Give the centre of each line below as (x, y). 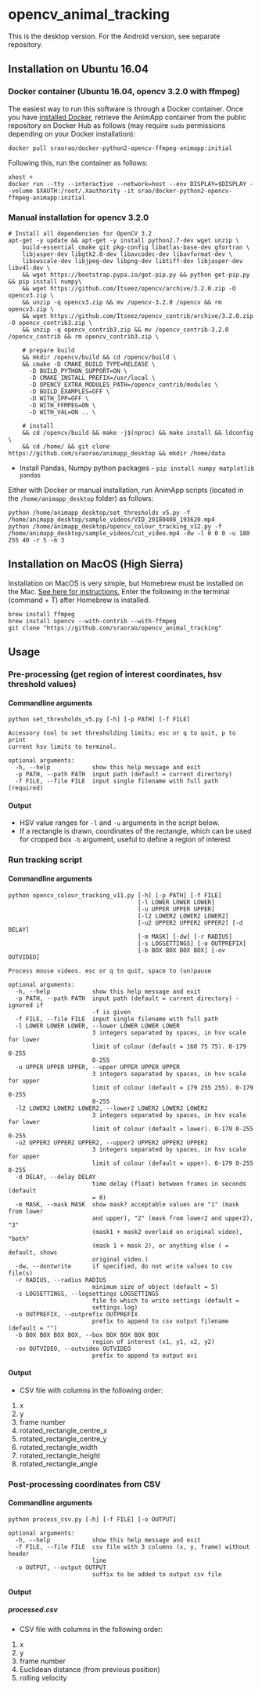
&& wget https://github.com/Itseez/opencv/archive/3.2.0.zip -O (129, 288)
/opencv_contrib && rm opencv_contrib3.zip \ (83, 336)
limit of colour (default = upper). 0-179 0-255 (173, 1163)
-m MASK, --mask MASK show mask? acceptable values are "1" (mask (127, 1204)
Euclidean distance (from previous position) (90, 1670)
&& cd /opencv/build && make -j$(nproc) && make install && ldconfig (138, 433)
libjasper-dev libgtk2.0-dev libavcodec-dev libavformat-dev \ (127, 254)
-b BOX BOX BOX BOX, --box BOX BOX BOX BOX (87, 1335)
